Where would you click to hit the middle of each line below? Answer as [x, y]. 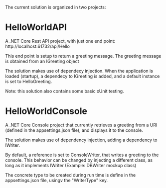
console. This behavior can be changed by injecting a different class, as [79, 160]
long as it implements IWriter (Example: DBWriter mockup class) [71, 165]
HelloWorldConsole [46, 111]
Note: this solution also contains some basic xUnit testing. [65, 91]
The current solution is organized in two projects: [56, 7]
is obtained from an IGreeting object [42, 61]
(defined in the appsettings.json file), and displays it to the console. [74, 130]
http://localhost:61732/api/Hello [37, 46]
